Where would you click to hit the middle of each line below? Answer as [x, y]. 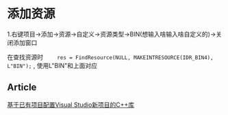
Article [22, 87]
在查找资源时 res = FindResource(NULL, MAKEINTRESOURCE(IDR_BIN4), [110, 57]
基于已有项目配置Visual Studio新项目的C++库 [71, 104]
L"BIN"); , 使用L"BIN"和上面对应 [52, 65]
